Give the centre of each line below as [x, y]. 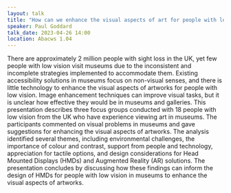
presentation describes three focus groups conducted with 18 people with [112, 110]
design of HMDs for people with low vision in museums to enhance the [107, 175]
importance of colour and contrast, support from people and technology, [110, 146]
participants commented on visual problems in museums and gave [101, 124]
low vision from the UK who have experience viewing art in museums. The [112, 117]
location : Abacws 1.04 [40, 39]
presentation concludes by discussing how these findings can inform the [110, 168]
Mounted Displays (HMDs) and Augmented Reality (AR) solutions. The [106, 161]
